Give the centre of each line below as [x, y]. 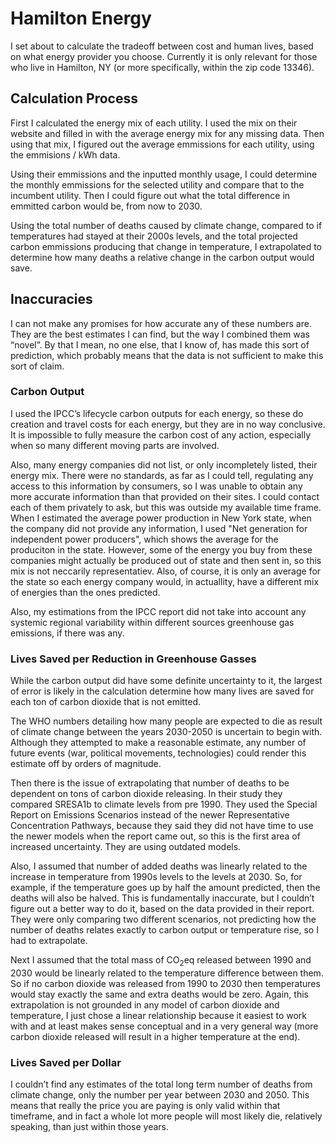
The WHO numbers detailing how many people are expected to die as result [166, 721]
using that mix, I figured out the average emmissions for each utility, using [162, 144]
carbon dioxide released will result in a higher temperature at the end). [155, 1036]
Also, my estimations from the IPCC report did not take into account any [158, 611]
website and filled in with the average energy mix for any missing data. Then [167, 133]
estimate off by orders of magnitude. [86, 764]
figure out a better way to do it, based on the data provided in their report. [162, 909]
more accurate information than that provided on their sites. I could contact [165, 496]
